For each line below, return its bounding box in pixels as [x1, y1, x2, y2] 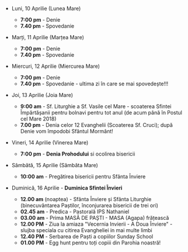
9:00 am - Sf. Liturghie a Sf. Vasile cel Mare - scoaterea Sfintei [20, 103, 172, 110]
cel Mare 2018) [20, 115, 57, 122]
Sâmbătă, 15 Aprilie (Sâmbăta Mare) [11, 162, 98, 168]
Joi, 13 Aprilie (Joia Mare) [11, 92, 74, 98]
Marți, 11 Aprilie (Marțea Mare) [11, 34, 85, 40]
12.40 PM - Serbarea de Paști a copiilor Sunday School [20, 233, 154, 240]
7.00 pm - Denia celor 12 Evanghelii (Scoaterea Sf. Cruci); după [20, 122, 173, 128]
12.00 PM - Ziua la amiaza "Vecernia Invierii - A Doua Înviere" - [20, 220, 173, 227]
